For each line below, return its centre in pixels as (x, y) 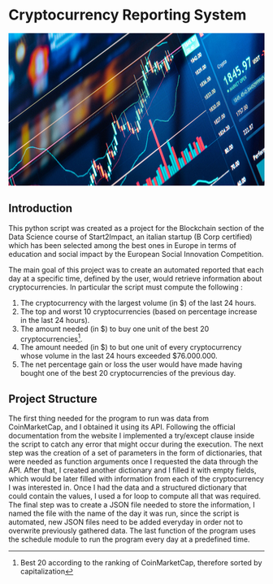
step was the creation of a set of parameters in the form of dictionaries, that (135, 453)
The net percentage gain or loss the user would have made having (131, 364)
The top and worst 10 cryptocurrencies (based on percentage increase (139, 312)
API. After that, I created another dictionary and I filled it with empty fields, (132, 470)
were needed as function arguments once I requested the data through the (133, 462)
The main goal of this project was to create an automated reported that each (136, 269)
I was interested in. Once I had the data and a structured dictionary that (128, 488)
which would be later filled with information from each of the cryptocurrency (136, 479)
